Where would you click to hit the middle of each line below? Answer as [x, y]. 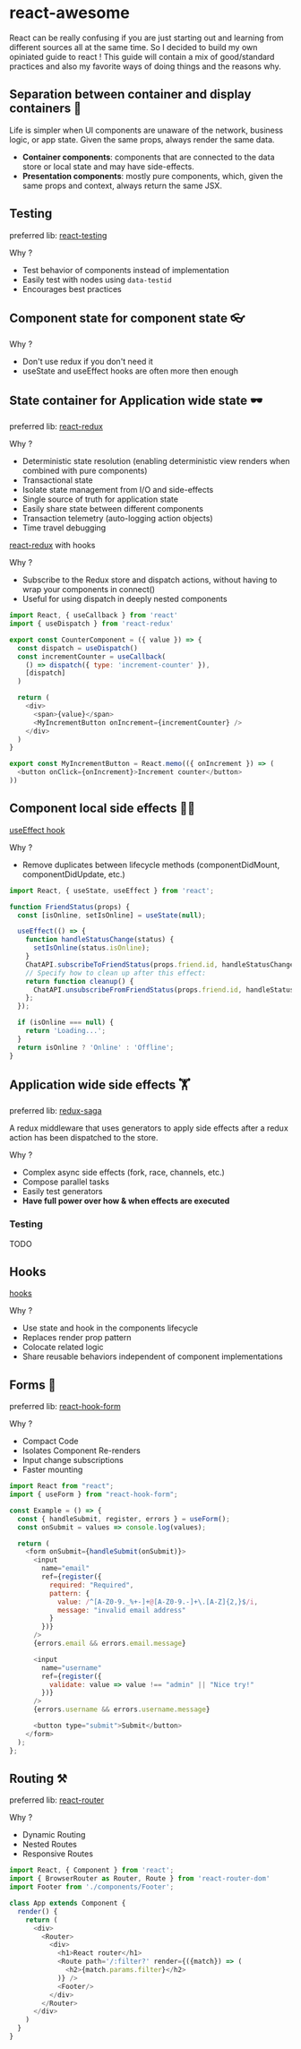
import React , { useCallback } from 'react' [94, 616]
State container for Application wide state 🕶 [136, 400]
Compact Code [50, 1442]
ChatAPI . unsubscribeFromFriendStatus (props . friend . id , [138, 990]
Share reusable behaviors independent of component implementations [153, 1356]
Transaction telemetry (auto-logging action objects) [117, 519]
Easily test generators [62, 1192]
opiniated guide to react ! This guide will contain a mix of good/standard [142, 56]
